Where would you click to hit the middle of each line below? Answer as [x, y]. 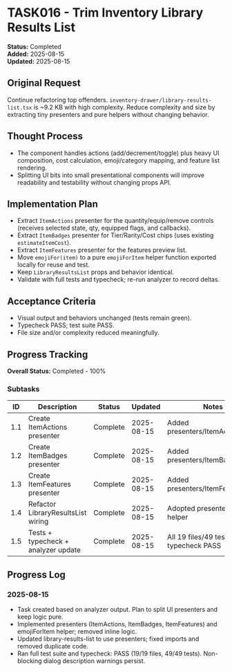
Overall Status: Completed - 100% [57, 371]
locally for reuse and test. [53, 265]
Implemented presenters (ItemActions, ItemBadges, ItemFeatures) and [117, 624]
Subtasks [23, 389]
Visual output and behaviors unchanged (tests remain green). [104, 318]
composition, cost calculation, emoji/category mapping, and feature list [118, 160]
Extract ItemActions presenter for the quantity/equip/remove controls [115, 221]
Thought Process [45, 136]
